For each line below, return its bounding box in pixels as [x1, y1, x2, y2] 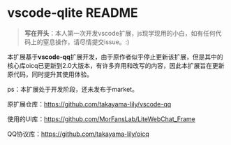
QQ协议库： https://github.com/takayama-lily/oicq [7, 130, 150, 138]
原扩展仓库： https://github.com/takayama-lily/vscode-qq [7, 99, 172, 108]
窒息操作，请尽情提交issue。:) [43, 37, 130, 46]
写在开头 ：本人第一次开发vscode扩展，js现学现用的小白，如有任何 [24, 29, 216, 37]
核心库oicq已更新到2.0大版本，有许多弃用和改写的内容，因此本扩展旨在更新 [7, 61, 225, 69]
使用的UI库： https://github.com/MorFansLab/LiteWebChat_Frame [7, 114, 195, 123]
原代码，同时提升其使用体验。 [7, 70, 93, 78]
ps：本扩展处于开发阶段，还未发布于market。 [7, 85, 138, 93]
